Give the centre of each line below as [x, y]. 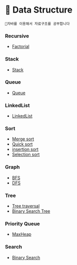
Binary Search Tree [31, 211]
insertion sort [25, 149]
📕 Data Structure [39, 10]
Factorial [21, 47]
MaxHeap [22, 234]
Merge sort [23, 139]
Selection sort [26, 154]
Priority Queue [22, 224]
